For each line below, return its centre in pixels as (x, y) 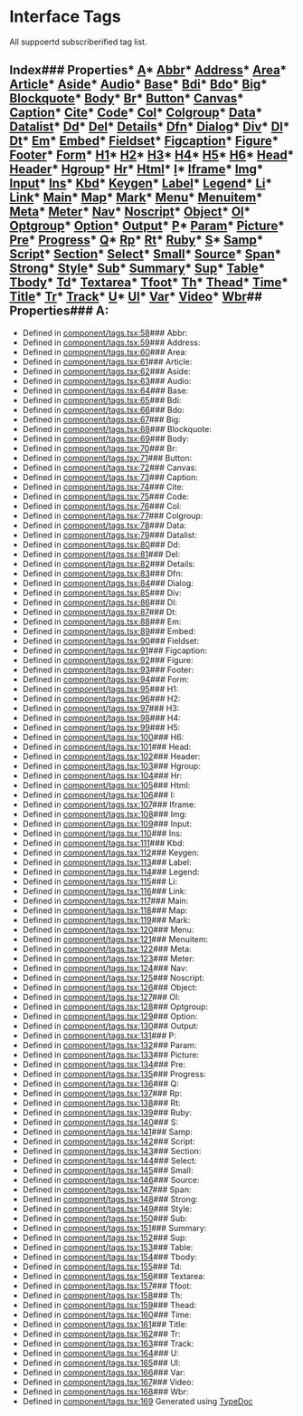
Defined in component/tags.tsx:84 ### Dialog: (108, 583)
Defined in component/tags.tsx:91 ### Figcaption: (115, 650)
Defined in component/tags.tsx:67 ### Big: (101, 419)
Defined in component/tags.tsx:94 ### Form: (106, 679)
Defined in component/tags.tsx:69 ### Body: (106, 438)
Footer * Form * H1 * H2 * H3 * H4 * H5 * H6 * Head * (152, 155)
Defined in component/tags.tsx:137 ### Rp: (102, 1093)
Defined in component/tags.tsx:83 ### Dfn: (103, 573)
